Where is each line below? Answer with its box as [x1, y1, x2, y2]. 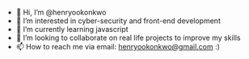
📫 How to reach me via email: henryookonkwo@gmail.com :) [15, 42, 221, 51]
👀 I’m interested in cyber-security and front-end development [15, 16, 221, 26]
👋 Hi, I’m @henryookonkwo [15, 8, 107, 17]
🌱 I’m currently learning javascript [15, 25, 129, 33]
